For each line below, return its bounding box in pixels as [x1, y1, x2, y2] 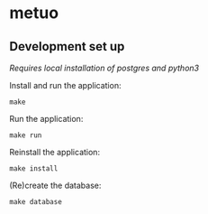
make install [9, 164, 59, 173]
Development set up [9, 39, 125, 54]
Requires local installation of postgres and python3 [9, 62, 200, 73]
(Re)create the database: [9, 180, 102, 191]
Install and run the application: [9, 80, 122, 90]
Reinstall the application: [9, 147, 101, 157]
